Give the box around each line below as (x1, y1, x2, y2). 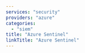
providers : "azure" (5, 15, 55, 21)
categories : (5, 20, 36, 26)
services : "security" (5, 9, 61, 15)
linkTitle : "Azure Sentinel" (5, 37, 80, 43)
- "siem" (11, 26, 33, 32)
